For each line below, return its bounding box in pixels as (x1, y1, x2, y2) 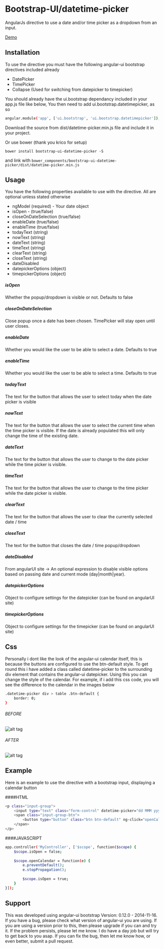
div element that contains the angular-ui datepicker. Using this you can (5, 671, 147, 677)
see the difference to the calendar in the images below (5, 682, 115, 687)
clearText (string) (12, 250, 47, 256)
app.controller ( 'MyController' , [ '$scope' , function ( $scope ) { (5, 844, 137, 849)
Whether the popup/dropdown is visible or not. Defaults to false (5, 294, 133, 300)
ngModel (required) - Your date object (12, 203, 89, 209)
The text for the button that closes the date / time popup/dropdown (5, 543, 140, 549)
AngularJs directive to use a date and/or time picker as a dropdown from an (5, 20, 157, 25)
